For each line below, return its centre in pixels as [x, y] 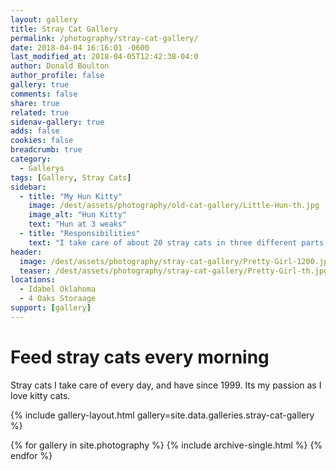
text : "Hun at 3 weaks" [78, 224]
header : [26, 252]
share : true [35, 103]
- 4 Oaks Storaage [58, 299]
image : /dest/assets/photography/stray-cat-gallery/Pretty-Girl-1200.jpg [176, 261]
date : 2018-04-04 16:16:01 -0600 [80, 47]
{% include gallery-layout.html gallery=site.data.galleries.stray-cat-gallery [162, 415]
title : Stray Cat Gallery [64, 29]
